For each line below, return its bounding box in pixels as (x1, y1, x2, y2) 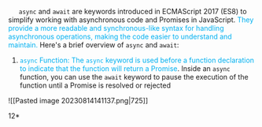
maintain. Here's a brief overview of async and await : (8, 40, 179, 50)
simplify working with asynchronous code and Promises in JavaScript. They (8, 15, 254, 24)
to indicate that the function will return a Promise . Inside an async (19, 64, 231, 73)
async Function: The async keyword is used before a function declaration (19, 55, 254, 65)
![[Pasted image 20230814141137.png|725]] (8, 96, 149, 105)
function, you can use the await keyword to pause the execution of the (19, 73, 249, 81)
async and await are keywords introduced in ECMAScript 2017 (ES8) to (18, 7, 247, 16)
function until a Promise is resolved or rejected (19, 80, 172, 90)
